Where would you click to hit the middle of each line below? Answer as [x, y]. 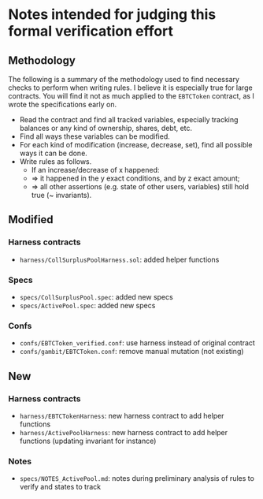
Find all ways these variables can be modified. [95, 136]
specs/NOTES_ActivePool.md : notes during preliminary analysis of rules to [137, 479]
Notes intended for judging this [112, 15]
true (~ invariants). [61, 195]
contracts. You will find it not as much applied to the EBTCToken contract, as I [131, 96]
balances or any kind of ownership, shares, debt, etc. [106, 128]
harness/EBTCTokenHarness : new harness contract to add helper [122, 415]
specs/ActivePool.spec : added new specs [87, 305]
